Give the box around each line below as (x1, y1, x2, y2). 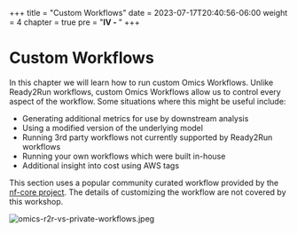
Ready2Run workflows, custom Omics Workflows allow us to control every (9, 86, 281, 97)
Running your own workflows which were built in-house (21, 151, 226, 161)
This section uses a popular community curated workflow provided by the (9, 177, 279, 188)
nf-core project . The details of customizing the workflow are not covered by (9, 186, 286, 198)
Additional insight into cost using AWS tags (21, 159, 180, 171)
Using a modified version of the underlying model (21, 122, 204, 133)
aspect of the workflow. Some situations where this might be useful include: (9, 96, 286, 106)
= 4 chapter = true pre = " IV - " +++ (9, 17, 140, 27)
